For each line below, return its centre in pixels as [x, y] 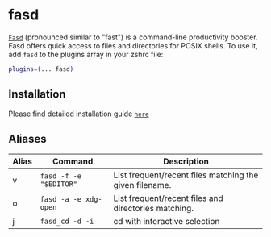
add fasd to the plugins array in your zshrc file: [86, 54]
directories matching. [154, 209]
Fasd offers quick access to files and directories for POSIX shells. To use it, [133, 45]
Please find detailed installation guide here [79, 114]
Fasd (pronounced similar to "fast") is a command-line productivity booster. [133, 37]
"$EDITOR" [59, 184]
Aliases [27, 139]
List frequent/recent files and [168, 198]
